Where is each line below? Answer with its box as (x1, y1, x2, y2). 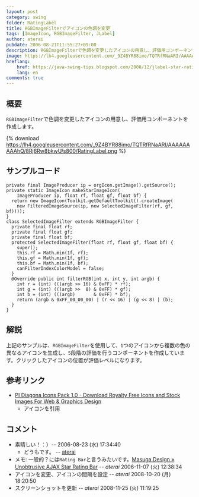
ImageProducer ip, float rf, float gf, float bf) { (17, 193, 147, 199)
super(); (17, 244, 38, 250)
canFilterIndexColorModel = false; (17, 265, 105, 271)
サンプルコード (6, 166, 60, 176)
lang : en (17, 70, 38, 76)
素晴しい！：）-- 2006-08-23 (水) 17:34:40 (14, 441, 121, 448)
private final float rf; (11, 224, 73, 229)
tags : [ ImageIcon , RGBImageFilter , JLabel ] (6, 31, 115, 37)
